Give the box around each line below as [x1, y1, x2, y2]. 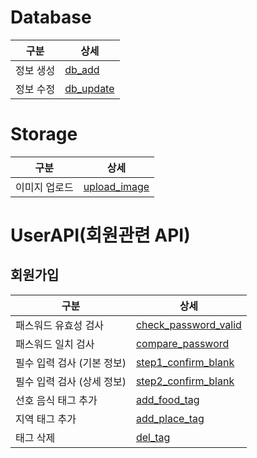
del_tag [135, 430, 171, 444]
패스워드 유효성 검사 [15, 318, 105, 332]
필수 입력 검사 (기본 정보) [15, 356, 127, 370]
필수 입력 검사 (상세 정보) [15, 374, 127, 388]
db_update [64, 81, 115, 95]
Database [10, 6, 92, 29]
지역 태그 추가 [15, 412, 77, 426]
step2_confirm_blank [135, 374, 235, 388]
